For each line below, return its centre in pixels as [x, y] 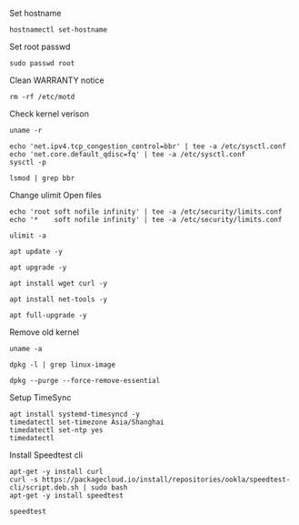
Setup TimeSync [40, 398]
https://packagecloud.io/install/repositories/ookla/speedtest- [166, 480]
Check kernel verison [49, 114]
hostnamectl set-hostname [58, 30]
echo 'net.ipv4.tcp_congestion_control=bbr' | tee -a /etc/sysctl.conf [148, 146]
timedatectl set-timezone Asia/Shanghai [87, 422]
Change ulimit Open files [55, 195]
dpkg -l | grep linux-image [63, 365]
